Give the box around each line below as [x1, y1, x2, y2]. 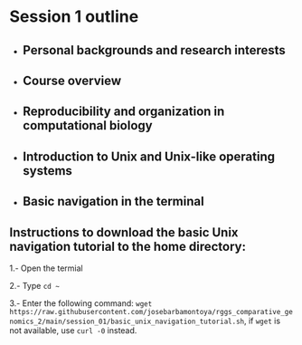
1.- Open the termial [9, 263, 83, 273]
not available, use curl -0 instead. [9, 324, 137, 336]
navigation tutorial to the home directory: [9, 238, 247, 254]
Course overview [22, 72, 122, 88]
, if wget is [243, 315, 281, 326]
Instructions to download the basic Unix [9, 225, 239, 240]
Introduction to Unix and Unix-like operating [22, 149, 276, 164]
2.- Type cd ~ [9, 280, 61, 291]
